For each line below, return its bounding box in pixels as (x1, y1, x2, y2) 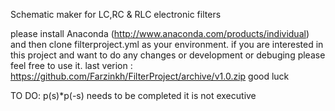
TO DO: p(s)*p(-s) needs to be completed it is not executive (10, 90, 257, 101)
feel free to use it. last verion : (10, 60, 133, 71)
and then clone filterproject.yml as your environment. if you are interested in (10, 39, 324, 50)
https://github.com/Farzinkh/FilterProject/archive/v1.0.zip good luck (10, 70, 290, 82)
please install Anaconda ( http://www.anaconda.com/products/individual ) (10, 28, 310, 39)
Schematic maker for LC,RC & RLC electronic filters (10, 9, 222, 20)
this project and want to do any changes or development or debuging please (10, 49, 326, 61)
